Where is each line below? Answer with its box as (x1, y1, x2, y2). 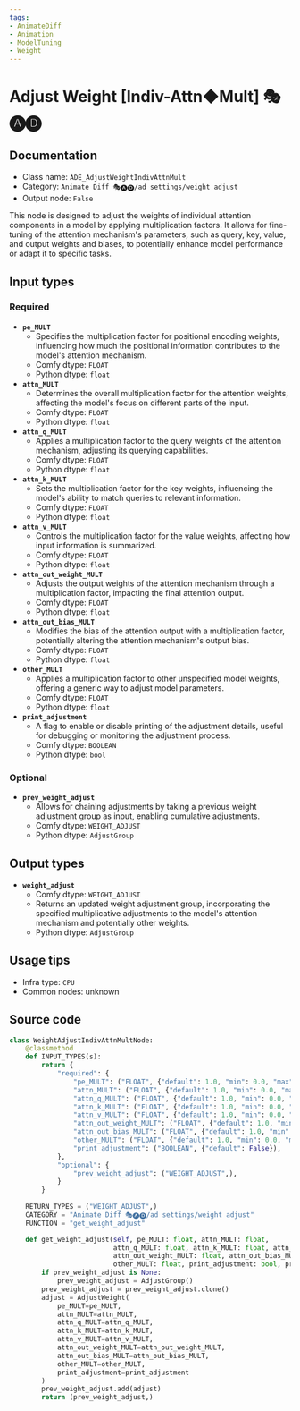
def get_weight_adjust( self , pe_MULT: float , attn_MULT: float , (25, 1235, 270, 1244)
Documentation (9, 148, 98, 163)
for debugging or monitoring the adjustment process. (35, 730, 231, 741)
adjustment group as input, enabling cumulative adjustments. (35, 811, 261, 821)
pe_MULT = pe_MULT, (56, 1301, 122, 1311)
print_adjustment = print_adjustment (56, 1368, 190, 1377)
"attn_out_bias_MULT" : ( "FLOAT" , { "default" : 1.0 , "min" (72, 1127, 290, 1136)
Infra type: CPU (21, 976, 75, 987)
